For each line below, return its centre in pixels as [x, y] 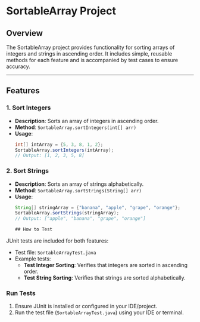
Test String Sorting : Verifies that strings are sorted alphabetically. [104, 278]
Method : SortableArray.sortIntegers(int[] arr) [76, 127]
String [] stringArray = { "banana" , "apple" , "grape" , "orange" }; [97, 207]
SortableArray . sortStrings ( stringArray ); [67, 213]
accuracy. [18, 66]
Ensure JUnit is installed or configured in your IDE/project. [86, 306]
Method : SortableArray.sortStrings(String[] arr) [78, 190]
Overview [25, 33]
